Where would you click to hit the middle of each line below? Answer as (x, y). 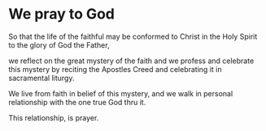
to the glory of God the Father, (59, 44)
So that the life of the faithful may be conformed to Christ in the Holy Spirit (133, 36)
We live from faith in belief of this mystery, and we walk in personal (121, 93)
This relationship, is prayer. (54, 117)
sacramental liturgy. (41, 78)
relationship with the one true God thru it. (77, 102)
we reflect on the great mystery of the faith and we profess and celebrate (131, 61)
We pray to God (62, 14)
